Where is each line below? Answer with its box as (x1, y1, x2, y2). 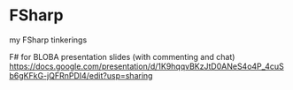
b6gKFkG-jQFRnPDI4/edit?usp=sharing (9, 70, 153, 80)
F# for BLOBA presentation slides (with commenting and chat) (9, 51, 235, 62)
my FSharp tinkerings (9, 34, 88, 45)
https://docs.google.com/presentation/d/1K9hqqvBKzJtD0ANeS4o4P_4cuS (9, 61, 285, 71)
